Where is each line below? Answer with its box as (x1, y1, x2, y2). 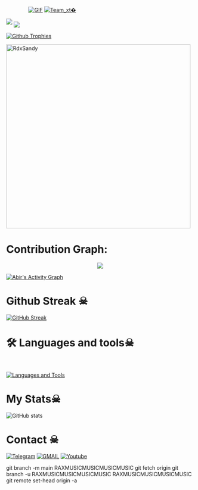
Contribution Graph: (6, 243, 108, 256)
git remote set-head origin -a (6, 477, 78, 484)
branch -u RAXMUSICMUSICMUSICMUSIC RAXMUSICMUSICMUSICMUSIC (6, 470, 192, 477)
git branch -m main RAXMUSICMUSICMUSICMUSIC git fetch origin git (6, 464, 179, 471)
